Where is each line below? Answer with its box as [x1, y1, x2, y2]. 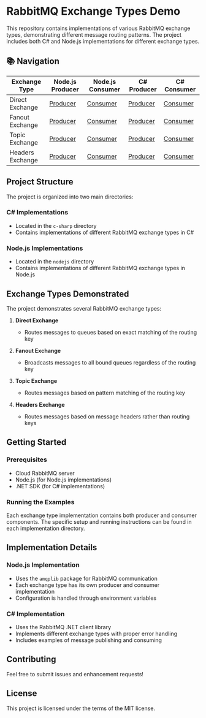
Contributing [6, 654, 56, 665]
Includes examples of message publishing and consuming [15, 636, 162, 644]
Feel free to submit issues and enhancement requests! [6, 670, 144, 678]
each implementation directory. [6, 524, 85, 532]
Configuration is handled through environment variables [15, 594, 157, 602]
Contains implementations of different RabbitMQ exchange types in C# [15, 229, 194, 236]
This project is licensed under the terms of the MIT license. [6, 705, 155, 712]
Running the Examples [6, 497, 75, 506]
